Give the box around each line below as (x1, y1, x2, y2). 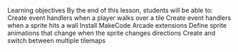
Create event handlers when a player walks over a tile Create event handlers (7, 14, 232, 22)
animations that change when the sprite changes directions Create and (7, 28, 216, 37)
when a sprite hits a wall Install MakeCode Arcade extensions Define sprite (7, 21, 227, 29)
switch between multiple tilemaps (7, 36, 105, 45)
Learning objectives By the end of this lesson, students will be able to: (7, 6, 213, 14)
